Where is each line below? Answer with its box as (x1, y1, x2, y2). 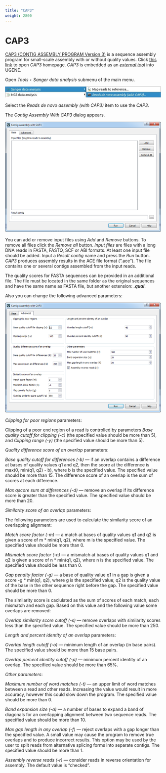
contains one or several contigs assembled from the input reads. (5, 263, 137, 269)
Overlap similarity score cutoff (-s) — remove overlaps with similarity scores (5, 617, 161, 623)
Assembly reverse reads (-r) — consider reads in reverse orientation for (5, 757, 151, 763)
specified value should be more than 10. (5, 717, 86, 723)
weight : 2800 (5, 13, 32, 18)
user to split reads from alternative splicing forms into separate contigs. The (5, 742, 160, 748)
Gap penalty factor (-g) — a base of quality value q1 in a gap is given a (5, 572, 149, 578)
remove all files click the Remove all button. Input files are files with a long (5, 242, 156, 248)
